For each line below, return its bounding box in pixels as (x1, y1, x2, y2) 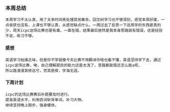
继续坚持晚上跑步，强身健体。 (5, 102, 59, 107)
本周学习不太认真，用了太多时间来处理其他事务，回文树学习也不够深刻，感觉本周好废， (5, 17, 161, 22)
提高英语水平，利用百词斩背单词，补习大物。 (5, 97, 85, 102)
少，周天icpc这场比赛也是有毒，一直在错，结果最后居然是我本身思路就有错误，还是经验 (5, 28, 163, 33)
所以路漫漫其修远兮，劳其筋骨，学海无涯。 (5, 68, 82, 73)
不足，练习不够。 (5, 33, 36, 39)
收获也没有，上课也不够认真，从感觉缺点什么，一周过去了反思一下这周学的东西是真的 (9, 23, 161, 28)
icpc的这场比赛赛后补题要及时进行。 (5, 92, 71, 97)
